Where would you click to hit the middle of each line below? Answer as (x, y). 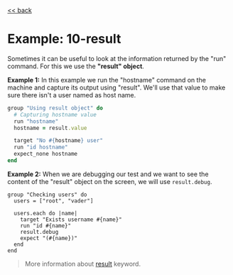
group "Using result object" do (55, 108)
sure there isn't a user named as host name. (72, 95)
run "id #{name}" (46, 226)
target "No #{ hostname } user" (58, 141)
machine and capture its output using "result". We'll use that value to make (116, 87)
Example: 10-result (64, 39)
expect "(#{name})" (49, 238)
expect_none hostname (46, 154)
